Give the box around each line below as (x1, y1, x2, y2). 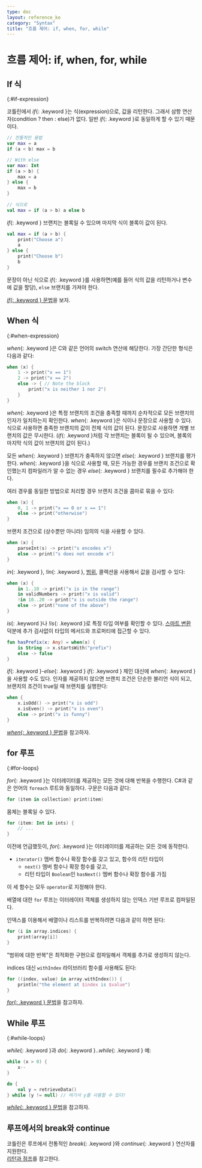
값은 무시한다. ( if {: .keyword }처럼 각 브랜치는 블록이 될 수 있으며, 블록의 (22, 431, 192, 439)
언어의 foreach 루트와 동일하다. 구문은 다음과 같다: (13, 784, 131, 791)
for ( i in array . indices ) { (7, 929, 77, 935)
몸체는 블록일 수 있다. (7, 808, 56, 815)
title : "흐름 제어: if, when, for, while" (7, 25, 110, 32)
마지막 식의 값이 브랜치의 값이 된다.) (7, 439, 91, 446)
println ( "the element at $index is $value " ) (17, 982, 131, 988)
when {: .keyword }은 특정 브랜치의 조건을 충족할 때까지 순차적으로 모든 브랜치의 (7, 409, 194, 416)
